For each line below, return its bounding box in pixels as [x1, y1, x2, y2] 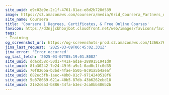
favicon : [5, 26, 24, 31]
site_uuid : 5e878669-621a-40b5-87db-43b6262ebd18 [5, 77, 112, 82]
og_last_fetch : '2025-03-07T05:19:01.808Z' [5, 54, 98, 59]
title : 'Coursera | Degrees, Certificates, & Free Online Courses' [5, 21, 150, 27]
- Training [5, 36, 28, 41]
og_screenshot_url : [5, 40, 46, 45]
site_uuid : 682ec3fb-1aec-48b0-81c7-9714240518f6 [5, 73, 112, 78]
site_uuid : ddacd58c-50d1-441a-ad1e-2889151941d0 [5, 59, 112, 64]
